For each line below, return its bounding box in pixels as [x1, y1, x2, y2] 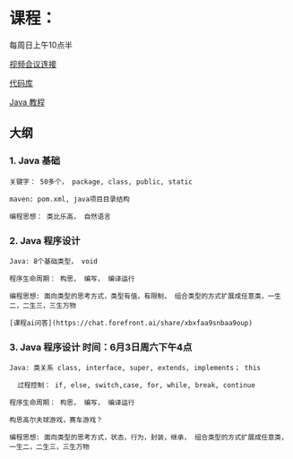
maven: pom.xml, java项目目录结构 [9, 195, 130, 204]
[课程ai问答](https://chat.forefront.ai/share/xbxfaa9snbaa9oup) [9, 318, 254, 327]
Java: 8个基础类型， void [9, 256, 99, 265]
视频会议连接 [9, 58, 56, 69]
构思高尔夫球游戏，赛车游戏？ [9, 416, 103, 425]
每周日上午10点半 [9, 39, 73, 50]
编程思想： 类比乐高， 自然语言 [9, 212, 111, 221]
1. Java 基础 [9, 154, 61, 167]
